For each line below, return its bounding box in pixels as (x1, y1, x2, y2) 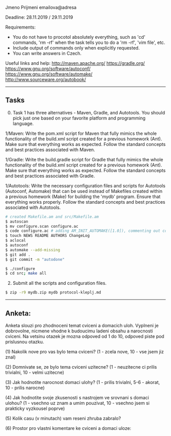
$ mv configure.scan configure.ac (5, 224, 79, 229)
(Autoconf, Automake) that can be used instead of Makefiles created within (5, 188, 163, 194)
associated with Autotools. (5, 204, 61, 210)
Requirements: (5, 24, 36, 30)
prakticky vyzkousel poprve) (5, 405, 65, 411)
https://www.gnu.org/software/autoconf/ (5, 66, 91, 71)
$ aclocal (5, 238, 26, 243)
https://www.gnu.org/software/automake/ (5, 71, 93, 77)
